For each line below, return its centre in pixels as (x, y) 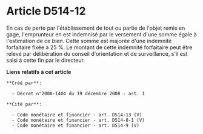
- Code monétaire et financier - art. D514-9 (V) (75, 126)
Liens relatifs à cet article (39, 72)
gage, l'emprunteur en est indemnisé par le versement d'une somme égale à (101, 34)
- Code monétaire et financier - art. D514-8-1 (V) (78, 120)
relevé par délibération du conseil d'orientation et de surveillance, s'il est (97, 53)
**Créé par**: (24, 83)
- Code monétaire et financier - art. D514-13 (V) (77, 115)
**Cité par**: (24, 104)
